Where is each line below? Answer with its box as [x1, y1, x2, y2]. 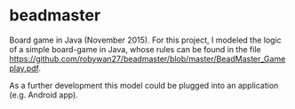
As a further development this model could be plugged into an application [9, 80, 279, 90]
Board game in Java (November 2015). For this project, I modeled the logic [9, 35, 282, 45]
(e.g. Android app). [9, 90, 78, 100]
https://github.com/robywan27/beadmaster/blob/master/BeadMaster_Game [9, 53, 286, 64]
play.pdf [9, 63, 39, 74]
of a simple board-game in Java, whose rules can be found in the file [9, 43, 261, 54]
